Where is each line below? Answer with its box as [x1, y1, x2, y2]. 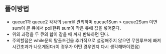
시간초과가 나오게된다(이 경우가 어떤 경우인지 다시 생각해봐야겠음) [12, 44, 140, 50]
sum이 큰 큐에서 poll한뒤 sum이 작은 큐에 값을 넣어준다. [12, 25, 121, 31]
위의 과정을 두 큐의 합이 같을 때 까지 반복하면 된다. [12, 31, 110, 37]
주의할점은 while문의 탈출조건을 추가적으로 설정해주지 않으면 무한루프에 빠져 [12, 37, 161, 43]
